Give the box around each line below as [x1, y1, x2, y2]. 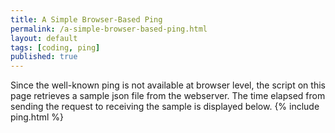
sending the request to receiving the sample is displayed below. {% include [10, 101, 320, 113]
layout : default [10, 33, 78, 43]
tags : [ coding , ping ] [10, 42, 101, 53]
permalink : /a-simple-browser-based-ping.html [10, 24, 208, 34]
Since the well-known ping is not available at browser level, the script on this [10, 79, 326, 91]
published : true [10, 52, 78, 62]
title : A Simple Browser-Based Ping [10, 14, 163, 25]
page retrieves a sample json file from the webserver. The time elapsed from [10, 90, 326, 102]
